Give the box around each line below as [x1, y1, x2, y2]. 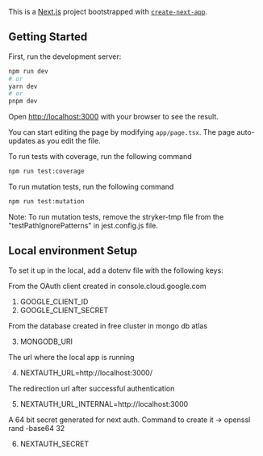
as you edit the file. [37, 136, 101, 146]
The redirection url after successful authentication [8, 383, 175, 393]
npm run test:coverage [8, 167, 85, 176]
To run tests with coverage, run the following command [8, 152, 192, 161]
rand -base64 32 [8, 423, 65, 433]
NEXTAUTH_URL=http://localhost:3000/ [19, 367, 153, 378]
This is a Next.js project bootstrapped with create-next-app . [8, 7, 208, 16]
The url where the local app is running [8, 352, 135, 362]
